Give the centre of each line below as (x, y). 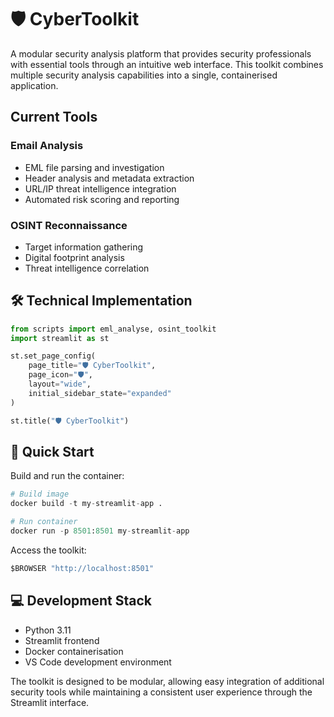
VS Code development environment (98, 662)
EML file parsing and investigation (94, 167)
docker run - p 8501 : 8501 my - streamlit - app (100, 531)
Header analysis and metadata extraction (109, 178)
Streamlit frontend (62, 640)
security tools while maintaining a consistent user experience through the (161, 692)
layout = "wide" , (60, 384)
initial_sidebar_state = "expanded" (100, 393)
